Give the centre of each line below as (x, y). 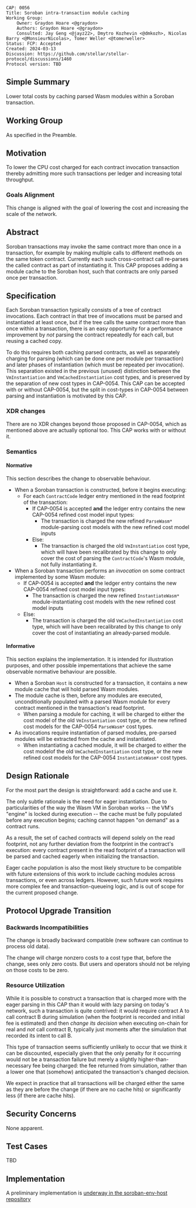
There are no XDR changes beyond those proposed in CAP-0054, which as (97, 424)
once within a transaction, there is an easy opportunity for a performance (94, 329)
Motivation (26, 154)
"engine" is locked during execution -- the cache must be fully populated (94, 814)
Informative (20, 646)
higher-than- (154, 1059)
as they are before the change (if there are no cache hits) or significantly (94, 1089)
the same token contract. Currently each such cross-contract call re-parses (97, 259)
